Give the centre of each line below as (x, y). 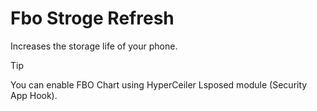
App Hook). (34, 95)
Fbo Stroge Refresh (92, 18)
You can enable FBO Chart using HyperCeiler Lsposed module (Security (159, 84)
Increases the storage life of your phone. (94, 46)
